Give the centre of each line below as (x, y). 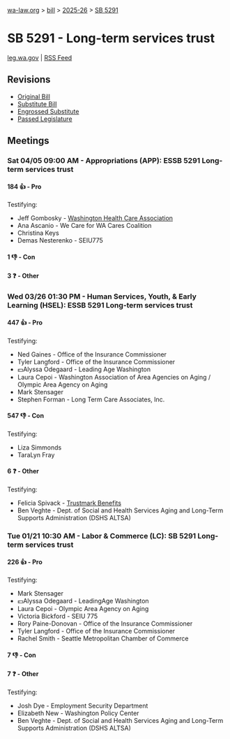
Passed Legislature (45, 119)
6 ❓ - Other (23, 471)
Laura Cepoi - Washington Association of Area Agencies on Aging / (114, 377)
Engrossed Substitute (48, 111)
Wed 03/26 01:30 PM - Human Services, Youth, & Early (102, 296)
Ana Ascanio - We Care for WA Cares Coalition (84, 226)
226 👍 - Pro (25, 561)
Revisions (29, 80)
